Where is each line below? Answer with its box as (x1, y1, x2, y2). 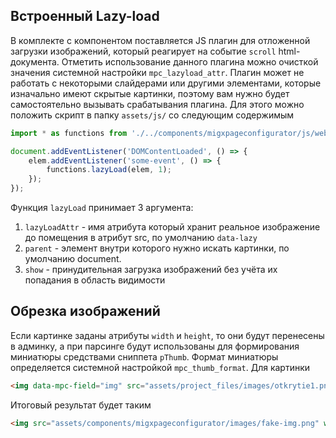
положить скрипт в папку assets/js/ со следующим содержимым (10, 109, 295, 121)
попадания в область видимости (24, 274, 166, 286)
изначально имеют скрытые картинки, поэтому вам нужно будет (10, 87, 290, 99)
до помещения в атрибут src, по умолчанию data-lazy (24, 232, 258, 244)
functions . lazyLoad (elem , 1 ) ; (46, 165, 172, 175)
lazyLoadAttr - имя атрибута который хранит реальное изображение (24, 221, 321, 233)
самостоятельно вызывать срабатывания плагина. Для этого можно (10, 98, 305, 110)
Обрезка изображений (10, 303, 161, 320)
